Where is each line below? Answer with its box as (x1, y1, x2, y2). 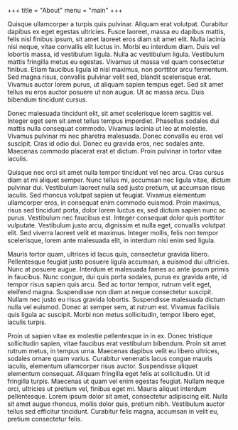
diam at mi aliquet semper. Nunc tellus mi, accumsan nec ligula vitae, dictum (7, 176, 231, 184)
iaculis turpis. (7, 318, 47, 326)
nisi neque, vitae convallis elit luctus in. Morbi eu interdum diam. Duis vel (7, 43, 220, 50)
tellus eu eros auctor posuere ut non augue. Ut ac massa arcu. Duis (7, 88, 205, 96)
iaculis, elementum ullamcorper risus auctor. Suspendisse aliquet (7, 362, 198, 370)
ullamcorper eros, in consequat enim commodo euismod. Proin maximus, (7, 198, 222, 207)
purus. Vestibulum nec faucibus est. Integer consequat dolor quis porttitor (7, 213, 224, 222)
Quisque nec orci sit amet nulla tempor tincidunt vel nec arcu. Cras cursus (7, 168, 225, 176)
